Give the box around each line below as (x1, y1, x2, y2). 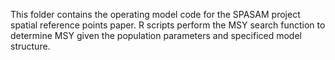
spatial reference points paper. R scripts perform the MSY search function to (10, 19, 326, 31)
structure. (10, 40, 51, 52)
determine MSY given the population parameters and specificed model (10, 30, 302, 41)
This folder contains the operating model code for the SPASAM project (10, 9, 301, 20)
